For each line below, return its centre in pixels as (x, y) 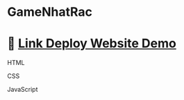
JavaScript (23, 90)
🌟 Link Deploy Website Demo (92, 44)
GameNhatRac (50, 12)
